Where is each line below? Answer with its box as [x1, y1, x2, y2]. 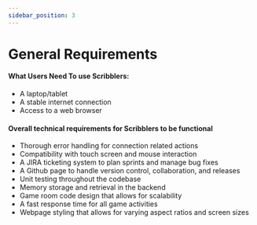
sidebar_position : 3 [8, 11, 76, 20]
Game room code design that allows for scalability [19, 191, 182, 201]
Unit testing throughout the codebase [19, 174, 141, 184]
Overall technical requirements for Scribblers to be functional [8, 123, 214, 133]
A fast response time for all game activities [19, 199, 159, 209]
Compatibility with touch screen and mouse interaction [19, 150, 197, 159]
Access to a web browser [19, 106, 102, 115]
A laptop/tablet [19, 89, 68, 99]
